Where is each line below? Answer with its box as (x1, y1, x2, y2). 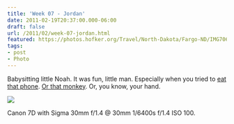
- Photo (7, 56, 30, 63)
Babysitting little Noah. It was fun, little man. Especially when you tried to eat (7, 75, 226, 83)
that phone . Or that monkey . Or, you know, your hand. (7, 82, 161, 91)
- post (7, 49, 26, 56)
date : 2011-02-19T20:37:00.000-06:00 (7, 17, 117, 24)
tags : (7, 42, 23, 49)
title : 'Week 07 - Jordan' (7, 10, 86, 17)
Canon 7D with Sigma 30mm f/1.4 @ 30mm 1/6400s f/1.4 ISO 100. (7, 109, 196, 117)
